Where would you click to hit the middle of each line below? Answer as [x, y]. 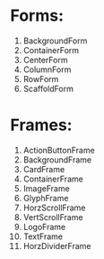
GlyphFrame [46, 198]
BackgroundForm [55, 41]
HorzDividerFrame [57, 245]
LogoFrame [44, 227]
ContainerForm [51, 50]
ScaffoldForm [48, 88]
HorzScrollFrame [54, 208]
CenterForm [45, 60]
